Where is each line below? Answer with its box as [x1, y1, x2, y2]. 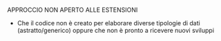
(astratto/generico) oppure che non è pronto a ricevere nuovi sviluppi [17, 27, 215, 34]
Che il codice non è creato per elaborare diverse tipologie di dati [17, 19, 200, 27]
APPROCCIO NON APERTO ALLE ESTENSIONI [7, 6, 138, 14]
